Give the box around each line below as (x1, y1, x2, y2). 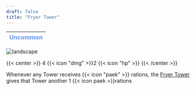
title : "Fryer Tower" (6, 14, 60, 20)
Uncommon (9, 33, 43, 41)
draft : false (6, 8, 39, 15)
